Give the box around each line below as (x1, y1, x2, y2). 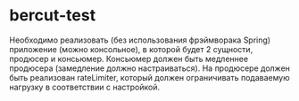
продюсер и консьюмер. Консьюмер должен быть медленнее (9, 53, 248, 64)
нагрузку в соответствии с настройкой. (9, 82, 161, 92)
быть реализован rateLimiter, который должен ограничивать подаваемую (9, 72, 290, 82)
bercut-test (9, 5, 96, 26)
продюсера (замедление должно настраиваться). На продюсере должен (9, 63, 290, 74)
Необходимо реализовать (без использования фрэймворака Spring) (9, 35, 270, 45)
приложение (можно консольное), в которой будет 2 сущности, (9, 43, 253, 54)
